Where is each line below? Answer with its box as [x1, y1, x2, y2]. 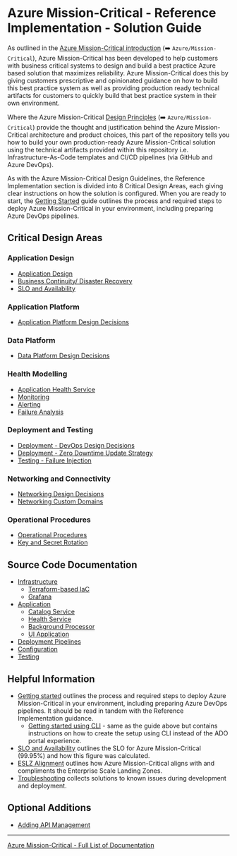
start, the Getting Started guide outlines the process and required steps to [7, 196, 222, 205]
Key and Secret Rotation [17, 538, 88, 547]
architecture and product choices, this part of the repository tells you [29, 130, 230, 139]
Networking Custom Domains [17, 497, 104, 506]
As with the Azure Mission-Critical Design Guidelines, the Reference [7, 174, 205, 183]
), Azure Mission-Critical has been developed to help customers [32, 54, 219, 62]
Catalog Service [28, 608, 75, 616]
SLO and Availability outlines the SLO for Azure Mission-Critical [17, 744, 201, 752]
